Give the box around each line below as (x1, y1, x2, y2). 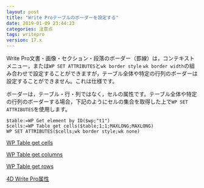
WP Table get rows (6, 162, 54, 170)
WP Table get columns (6, 151, 63, 158)
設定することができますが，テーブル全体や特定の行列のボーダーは (32, 70, 198, 77)
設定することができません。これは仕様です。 (6, 77, 118, 85)
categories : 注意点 (6, 26, 53, 32)
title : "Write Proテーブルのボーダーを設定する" (6, 15, 119, 21)
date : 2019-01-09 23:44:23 (6, 20, 75, 26)
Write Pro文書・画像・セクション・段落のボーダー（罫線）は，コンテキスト (6, 55, 195, 61)
